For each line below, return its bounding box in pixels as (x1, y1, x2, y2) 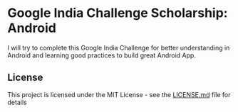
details (7, 98, 27, 106)
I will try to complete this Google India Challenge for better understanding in (7, 43, 230, 52)
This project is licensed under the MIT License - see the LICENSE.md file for (7, 90, 231, 99)
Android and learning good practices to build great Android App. (7, 51, 196, 60)
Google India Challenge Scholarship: (7, 5, 228, 21)
